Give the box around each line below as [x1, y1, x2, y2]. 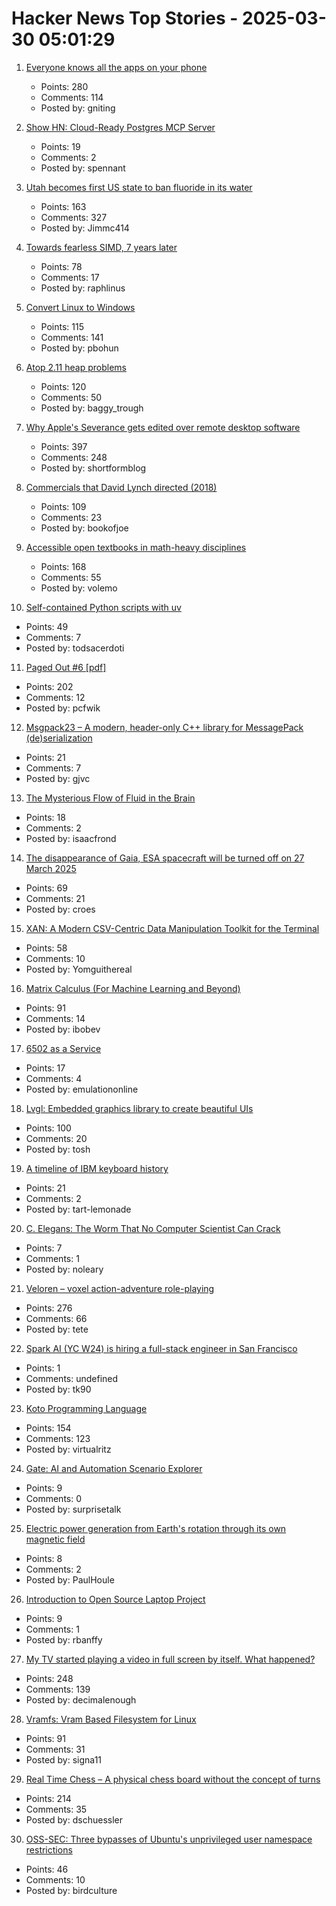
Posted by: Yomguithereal [25, 963, 133, 975]
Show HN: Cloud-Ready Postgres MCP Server [25, 121, 216, 133]
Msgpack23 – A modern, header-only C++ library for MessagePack [25, 721, 304, 733]
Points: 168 [40, 560, 87, 572]
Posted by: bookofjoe [40, 522, 129, 534]
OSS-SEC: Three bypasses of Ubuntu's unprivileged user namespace [25, 1833, 313, 1845]
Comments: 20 [25, 1132, 88, 1144]
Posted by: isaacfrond [25, 832, 117, 844]
